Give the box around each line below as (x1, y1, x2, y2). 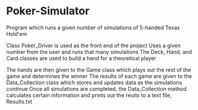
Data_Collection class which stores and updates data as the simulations (6, 79, 182, 86)
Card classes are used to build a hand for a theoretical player (6, 54, 157, 62)
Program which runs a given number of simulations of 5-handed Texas (6, 24, 180, 31)
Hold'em (6, 30, 28, 37)
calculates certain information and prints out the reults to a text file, (6, 91, 172, 99)
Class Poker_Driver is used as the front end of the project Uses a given (6, 42, 181, 49)
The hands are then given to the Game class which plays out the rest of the (6, 66, 191, 73)
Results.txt (6, 97, 33, 105)
